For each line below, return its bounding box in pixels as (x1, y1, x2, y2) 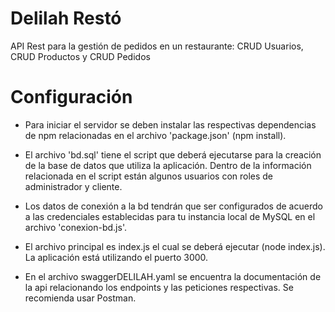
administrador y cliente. (24, 180, 123, 192)
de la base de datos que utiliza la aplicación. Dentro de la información (24, 159, 312, 171)
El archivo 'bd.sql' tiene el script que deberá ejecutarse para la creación (24, 148, 322, 161)
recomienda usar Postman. (24, 292, 137, 304)
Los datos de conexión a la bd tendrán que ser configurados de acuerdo (24, 200, 323, 212)
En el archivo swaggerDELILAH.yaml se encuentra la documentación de (24, 270, 322, 282)
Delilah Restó (10, 7, 122, 30)
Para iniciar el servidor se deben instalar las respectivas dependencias (24, 118, 317, 131)
